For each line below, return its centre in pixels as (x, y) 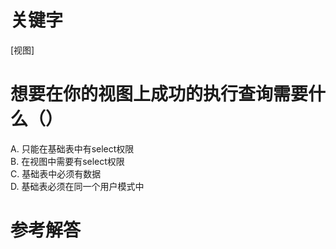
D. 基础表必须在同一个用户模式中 (77, 186)
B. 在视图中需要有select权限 (67, 161)
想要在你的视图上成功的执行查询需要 (159, 94)
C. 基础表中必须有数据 (56, 173)
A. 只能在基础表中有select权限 (72, 148)
